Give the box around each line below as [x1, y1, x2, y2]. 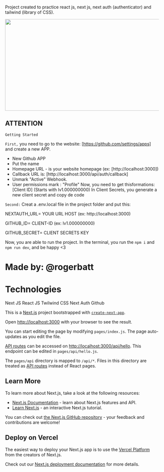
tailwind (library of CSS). [5, 9, 55, 15]
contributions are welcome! [5, 419, 60, 425]
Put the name [12, 161, 40, 167]
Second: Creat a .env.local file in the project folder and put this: [5, 201, 131, 207]
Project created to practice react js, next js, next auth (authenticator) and [5, 4, 151, 10]
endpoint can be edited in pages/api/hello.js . [5, 348, 99, 354]
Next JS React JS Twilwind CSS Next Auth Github [5, 300, 105, 306]
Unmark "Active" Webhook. [12, 176, 67, 182]
